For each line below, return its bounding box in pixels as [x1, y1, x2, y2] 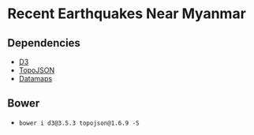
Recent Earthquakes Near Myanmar [7, 5, 246, 23]
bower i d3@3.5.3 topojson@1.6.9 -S [18, 119, 140, 127]
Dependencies [7, 36, 80, 50]
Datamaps [18, 74, 53, 83]
